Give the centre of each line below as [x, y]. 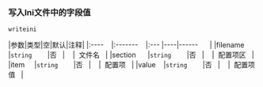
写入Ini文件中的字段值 [50, 12]
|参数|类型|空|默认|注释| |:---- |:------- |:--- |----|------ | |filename [126, 45]
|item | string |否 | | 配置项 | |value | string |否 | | [120, 65]
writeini [23, 29]
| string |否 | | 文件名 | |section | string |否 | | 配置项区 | [131, 55]
